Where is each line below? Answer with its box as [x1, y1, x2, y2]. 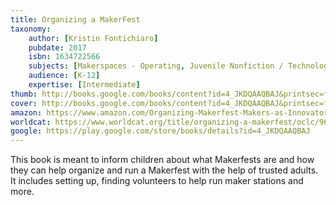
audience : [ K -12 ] [28, 71, 101, 81]
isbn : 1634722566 [28, 52, 101, 62]
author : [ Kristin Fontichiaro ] [28, 33, 159, 43]
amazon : [10, 107, 43, 118]
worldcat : [10, 117, 52, 127]
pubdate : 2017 [28, 42, 87, 53]
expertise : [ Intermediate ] [28, 80, 141, 90]
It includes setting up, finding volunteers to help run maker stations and [10, 175, 304, 187]
